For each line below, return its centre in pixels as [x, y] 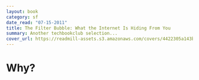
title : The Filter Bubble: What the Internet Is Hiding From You [88, 28]
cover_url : [20, 39]
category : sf [22, 17]
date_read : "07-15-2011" [37, 22]
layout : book [22, 11]
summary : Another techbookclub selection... [62, 34]
